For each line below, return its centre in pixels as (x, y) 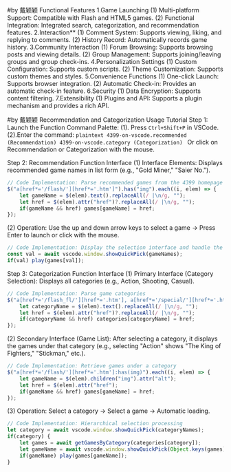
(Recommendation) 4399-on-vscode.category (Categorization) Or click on (113, 142)
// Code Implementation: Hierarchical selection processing (95, 424)
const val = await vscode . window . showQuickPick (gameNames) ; (95, 254)
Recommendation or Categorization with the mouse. (81, 149)
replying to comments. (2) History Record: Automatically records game (107, 40)
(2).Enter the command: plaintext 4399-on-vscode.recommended (97, 135)
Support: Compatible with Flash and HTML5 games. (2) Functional (101, 18)
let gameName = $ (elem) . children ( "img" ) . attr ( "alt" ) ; (98, 378)
